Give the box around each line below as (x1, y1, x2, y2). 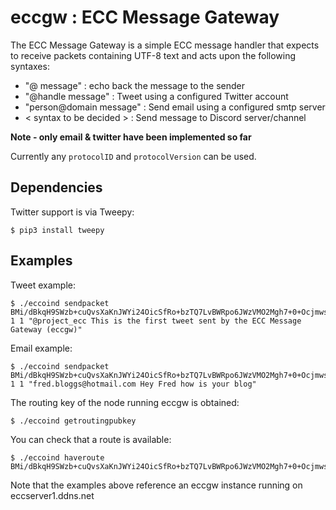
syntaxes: (10, 60, 50, 72)
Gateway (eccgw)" (10, 324, 83, 335)
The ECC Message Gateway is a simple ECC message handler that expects (10, 39, 320, 51)
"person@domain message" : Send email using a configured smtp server (24, 101, 326, 113)
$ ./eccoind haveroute (10, 452, 105, 463)
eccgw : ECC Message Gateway (10, 6, 280, 29)
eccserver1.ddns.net (10, 489, 95, 501)
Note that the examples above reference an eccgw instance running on (10, 479, 303, 491)
